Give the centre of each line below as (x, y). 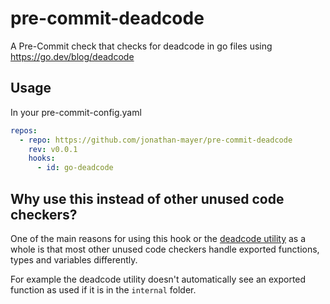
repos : (24, 130)
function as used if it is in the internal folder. (103, 289)
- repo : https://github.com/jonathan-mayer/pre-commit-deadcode (156, 140)
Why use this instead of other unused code (147, 198)
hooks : (42, 158)
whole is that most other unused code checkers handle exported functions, (165, 249)
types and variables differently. (74, 259)
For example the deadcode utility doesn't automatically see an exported (158, 279)
